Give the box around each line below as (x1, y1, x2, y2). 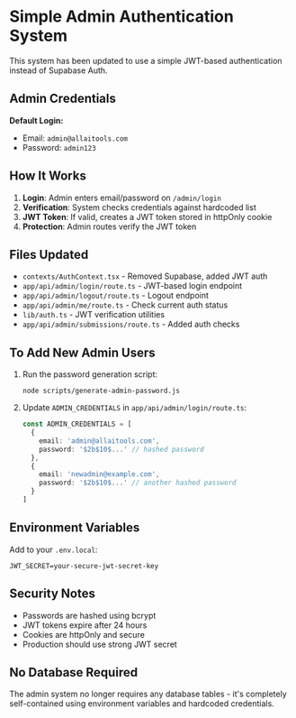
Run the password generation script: (22, 369, 158, 380)
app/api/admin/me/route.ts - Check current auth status (22, 299, 229, 310)
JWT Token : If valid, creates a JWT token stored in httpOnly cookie (22, 211, 273, 222)
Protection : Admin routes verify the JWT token (22, 221, 197, 232)
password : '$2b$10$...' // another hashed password (39, 478, 237, 488)
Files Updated (9, 246, 89, 262)
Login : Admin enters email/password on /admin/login (22, 192, 222, 203)
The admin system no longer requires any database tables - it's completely (9, 688, 288, 700)
